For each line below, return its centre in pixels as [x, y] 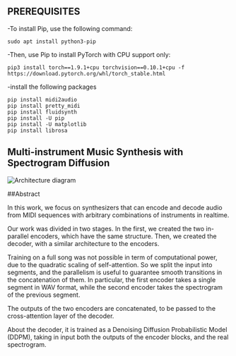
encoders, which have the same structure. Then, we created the [123, 236]
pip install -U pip [36, 118]
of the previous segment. [44, 295]
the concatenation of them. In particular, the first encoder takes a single [112, 280]
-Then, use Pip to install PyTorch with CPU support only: [89, 54]
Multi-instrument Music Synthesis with [95, 152]
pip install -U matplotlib [47, 124]
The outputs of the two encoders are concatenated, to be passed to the [112, 308]
